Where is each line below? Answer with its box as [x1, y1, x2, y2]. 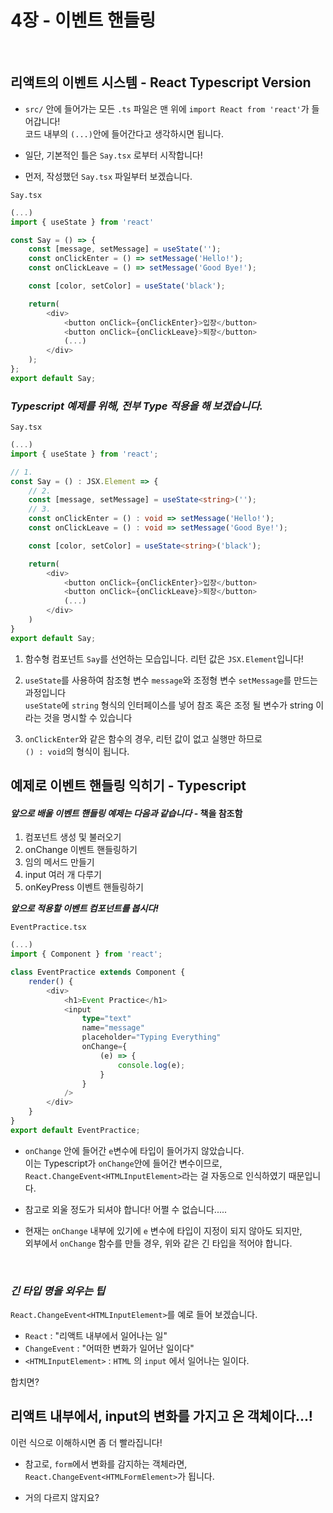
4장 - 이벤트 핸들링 [10, 9, 157, 32]
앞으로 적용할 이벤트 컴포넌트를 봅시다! [10, 902, 159, 915]
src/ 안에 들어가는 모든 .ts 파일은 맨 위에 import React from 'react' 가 [24, 102, 310, 115]
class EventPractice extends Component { [10, 967, 186, 978]
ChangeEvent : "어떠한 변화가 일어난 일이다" [24, 1342, 195, 1355]
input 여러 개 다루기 [24, 869, 102, 881]
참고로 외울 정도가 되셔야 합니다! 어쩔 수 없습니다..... [24, 1203, 228, 1215]
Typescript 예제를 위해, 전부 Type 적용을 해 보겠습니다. [10, 399, 264, 413]
